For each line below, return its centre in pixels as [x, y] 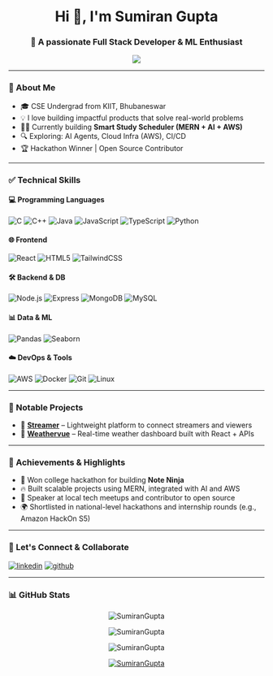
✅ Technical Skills [45, 180]
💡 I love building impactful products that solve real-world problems [132, 118]
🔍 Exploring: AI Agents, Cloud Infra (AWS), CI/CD [103, 136]
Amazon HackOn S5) [55, 518]
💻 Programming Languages [56, 200]
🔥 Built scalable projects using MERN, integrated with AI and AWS [130, 489]
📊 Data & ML [30, 317]
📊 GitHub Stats [39, 595]
